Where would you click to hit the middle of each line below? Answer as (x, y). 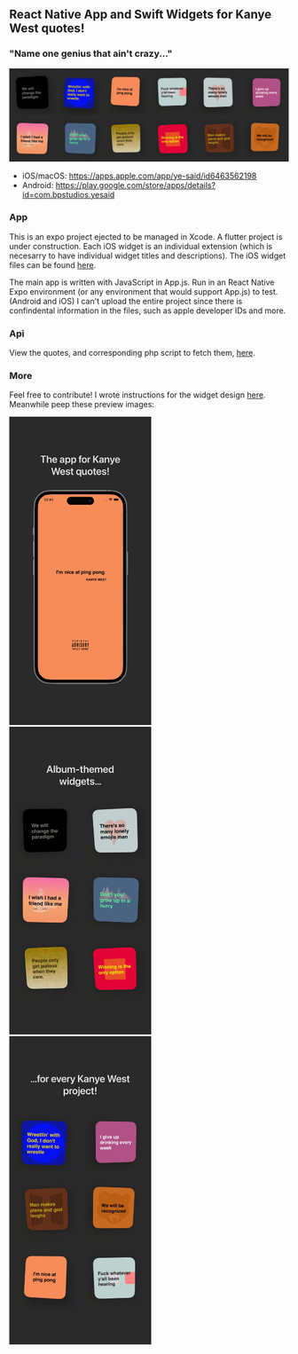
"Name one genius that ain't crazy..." (91, 54)
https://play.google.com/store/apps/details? (135, 185)
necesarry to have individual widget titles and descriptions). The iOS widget (148, 256)
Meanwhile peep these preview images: (82, 405)
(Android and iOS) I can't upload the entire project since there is (126, 301)
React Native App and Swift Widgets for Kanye (141, 15)
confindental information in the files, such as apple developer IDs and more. (148, 311)
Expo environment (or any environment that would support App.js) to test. (144, 291)
